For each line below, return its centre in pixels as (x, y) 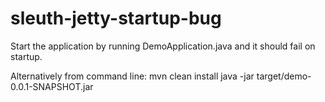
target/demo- (284, 76)
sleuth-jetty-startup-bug (116, 18)
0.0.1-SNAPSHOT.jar (52, 86)
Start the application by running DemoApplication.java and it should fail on (163, 46)
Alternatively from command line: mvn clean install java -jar (132, 76)
